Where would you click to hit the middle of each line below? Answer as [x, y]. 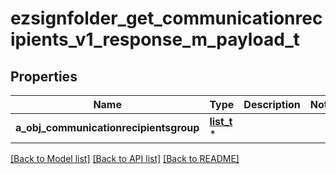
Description [272, 104]
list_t [221, 121]
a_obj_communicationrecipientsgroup [107, 127]
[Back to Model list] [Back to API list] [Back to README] [125, 158]
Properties [44, 76]
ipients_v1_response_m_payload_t [155, 39]
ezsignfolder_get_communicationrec [166, 18]
